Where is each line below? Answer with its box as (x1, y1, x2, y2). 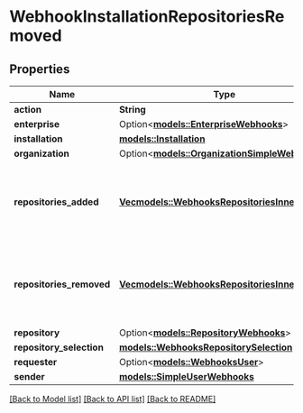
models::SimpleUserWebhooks (118, 371, 254, 382)
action (14, 104, 42, 115)
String (118, 104, 146, 115)
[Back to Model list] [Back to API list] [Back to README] (9, 394, 216, 404)
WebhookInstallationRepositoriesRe (9, 6, 285, 27)
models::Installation (118, 133, 206, 145)
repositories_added (14, 196, 99, 208)
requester (14, 356, 57, 368)
